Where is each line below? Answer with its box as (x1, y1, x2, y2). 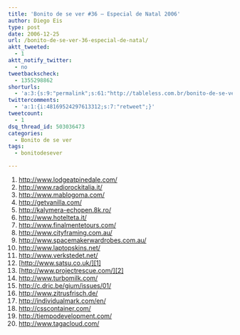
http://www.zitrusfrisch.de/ (18, 289, 98, 297)
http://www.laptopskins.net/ (18, 244, 100, 252)
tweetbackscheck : (8, 70, 60, 77)
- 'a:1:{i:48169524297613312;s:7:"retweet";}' (14, 103, 155, 110)
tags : (8, 143, 24, 150)
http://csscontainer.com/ (18, 304, 91, 312)
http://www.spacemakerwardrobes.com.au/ (18, 236, 147, 244)
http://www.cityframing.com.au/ (18, 229, 113, 237)
